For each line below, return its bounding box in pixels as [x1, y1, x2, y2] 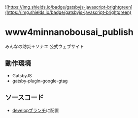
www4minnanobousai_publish [5, 27, 134, 38]
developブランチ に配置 [12, 107, 59, 113]
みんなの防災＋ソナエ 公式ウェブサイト [5, 43, 84, 49]
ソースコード [5, 93, 44, 102]
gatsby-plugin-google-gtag [12, 78, 68, 84]
